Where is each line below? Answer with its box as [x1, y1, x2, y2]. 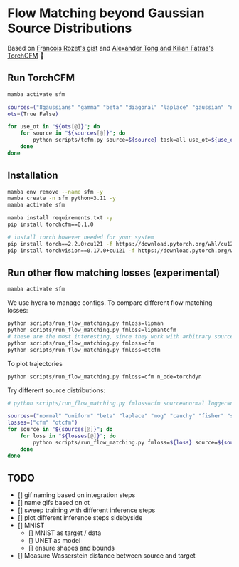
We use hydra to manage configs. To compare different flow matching [7, 298, 213, 307]
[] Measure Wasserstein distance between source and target [17, 551, 196, 560]
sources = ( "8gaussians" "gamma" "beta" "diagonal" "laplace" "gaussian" [7, 103, 224, 111]
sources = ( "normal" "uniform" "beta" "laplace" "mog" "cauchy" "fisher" [7, 412, 224, 420]
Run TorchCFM [7, 72, 75, 84]
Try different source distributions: [7, 386, 105, 395]
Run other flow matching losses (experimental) [7, 266, 221, 279]
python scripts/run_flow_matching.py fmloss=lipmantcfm [7, 326, 176, 334]
